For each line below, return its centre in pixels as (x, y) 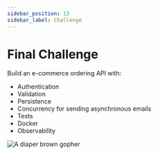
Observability (36, 131)
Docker (28, 124)
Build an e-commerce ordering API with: (64, 73)
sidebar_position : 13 (38, 13)
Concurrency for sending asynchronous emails (84, 109)
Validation (32, 94)
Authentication (38, 86)
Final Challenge (53, 54)
